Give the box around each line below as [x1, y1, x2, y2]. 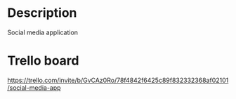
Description [7, 5, 77, 21]
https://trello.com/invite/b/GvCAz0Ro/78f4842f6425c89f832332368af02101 [7, 76, 229, 84]
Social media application [7, 28, 79, 37]
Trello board [7, 53, 79, 69]
